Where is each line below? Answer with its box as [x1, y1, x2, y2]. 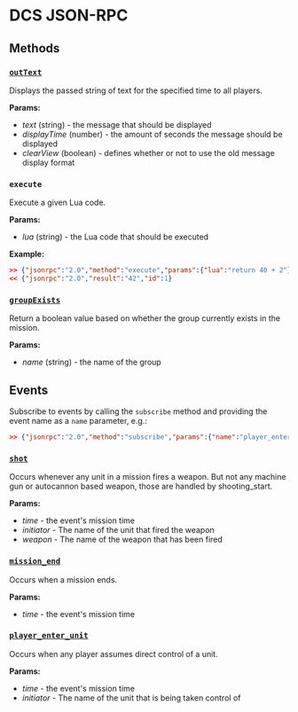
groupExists [9, 294, 61, 305]
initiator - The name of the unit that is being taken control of [21, 692, 241, 703]
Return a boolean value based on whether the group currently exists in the [9, 313, 281, 324]
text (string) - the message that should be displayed [21, 119, 212, 129]
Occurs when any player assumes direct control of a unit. [9, 648, 219, 659]
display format [21, 157, 75, 168]
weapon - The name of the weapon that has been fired [21, 534, 223, 545]
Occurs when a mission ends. [9, 574, 118, 585]
